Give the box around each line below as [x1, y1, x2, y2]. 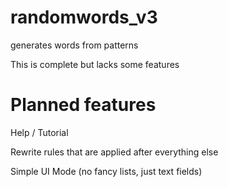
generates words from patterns [10, 39, 139, 51]
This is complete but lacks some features [10, 58, 180, 70]
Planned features [10, 94, 157, 116]
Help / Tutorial [10, 126, 69, 138]
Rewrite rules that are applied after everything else [10, 146, 219, 158]
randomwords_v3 [10, 6, 158, 29]
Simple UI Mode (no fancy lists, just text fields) [10, 165, 203, 177]
